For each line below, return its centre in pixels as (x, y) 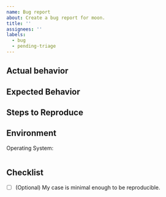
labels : (16, 35)
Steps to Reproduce (45, 113)
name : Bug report (28, 12)
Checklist (25, 173)
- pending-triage (34, 46)
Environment (32, 133)
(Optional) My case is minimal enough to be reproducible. (88, 187)
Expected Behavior (43, 91)
